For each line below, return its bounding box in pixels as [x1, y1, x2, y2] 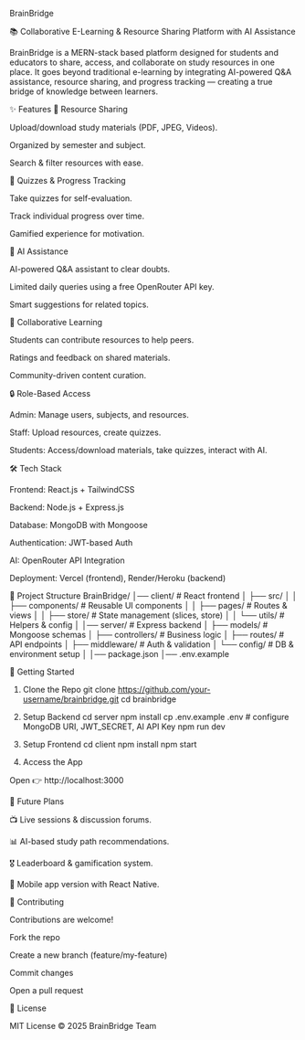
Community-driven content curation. [9, 370, 147, 380]
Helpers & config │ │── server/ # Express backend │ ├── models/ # [9, 620, 268, 630]
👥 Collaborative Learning [9, 317, 103, 327]
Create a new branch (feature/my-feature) [9, 950, 168, 960]
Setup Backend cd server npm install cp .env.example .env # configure [22, 712, 289, 722]
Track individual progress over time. [9, 210, 144, 221]
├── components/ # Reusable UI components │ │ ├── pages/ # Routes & [9, 600, 288, 610]
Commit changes [9, 968, 74, 978]
